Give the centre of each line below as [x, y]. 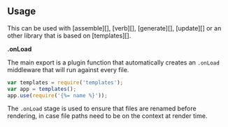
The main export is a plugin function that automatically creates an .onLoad [114, 62]
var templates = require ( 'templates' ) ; [65, 83]
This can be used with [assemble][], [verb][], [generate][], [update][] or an [114, 28]
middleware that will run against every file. [68, 69]
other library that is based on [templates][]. [69, 35]
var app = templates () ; [42, 89]
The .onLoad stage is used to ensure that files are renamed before [102, 109]
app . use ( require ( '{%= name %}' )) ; [58, 95]
